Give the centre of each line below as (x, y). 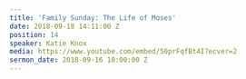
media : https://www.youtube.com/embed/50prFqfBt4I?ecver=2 (123, 52)
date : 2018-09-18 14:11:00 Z (64, 26)
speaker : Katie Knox (49, 43)
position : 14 (34, 35)
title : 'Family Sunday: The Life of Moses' (93, 18)
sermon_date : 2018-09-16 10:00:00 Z (79, 60)
